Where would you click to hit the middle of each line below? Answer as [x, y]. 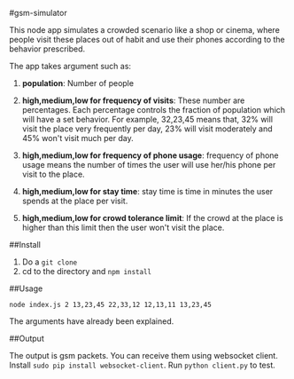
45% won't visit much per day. [78, 138]
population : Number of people [78, 83]
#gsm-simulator [39, 13]
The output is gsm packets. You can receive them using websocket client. [144, 355]
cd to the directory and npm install [87, 271]
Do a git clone [50, 262]
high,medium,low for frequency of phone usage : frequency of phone [150, 155]
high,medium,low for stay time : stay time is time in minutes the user [147, 191]
